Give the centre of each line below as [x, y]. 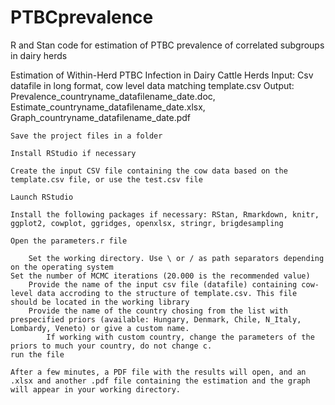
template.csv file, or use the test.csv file [106, 179]
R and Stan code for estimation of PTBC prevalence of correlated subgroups [167, 45]
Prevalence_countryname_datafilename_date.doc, [113, 96]
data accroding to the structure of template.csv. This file [167, 293]
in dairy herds [39, 55]
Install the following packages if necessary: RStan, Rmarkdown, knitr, [165, 214]
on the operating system [62, 267]
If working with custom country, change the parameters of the [180, 337]
